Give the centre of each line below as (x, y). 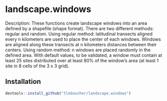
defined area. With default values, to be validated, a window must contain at (84, 55)
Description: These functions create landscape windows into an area (76, 23)
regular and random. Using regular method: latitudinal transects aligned (79, 34)
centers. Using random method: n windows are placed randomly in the (78, 50)
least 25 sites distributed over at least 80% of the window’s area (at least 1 (82, 60)
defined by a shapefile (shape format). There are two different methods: (79, 28)
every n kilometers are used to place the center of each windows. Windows (83, 39)
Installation (23, 82)
